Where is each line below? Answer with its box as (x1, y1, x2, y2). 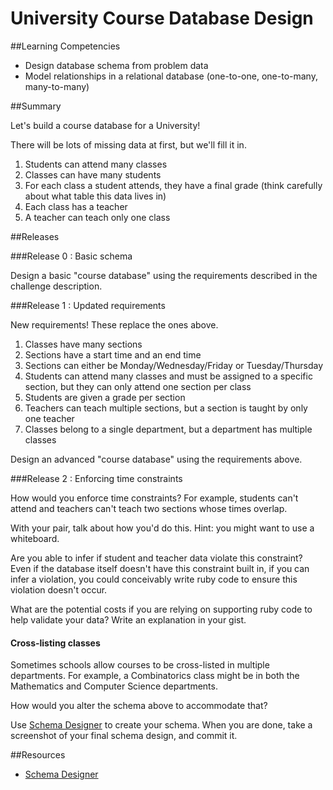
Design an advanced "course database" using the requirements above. (10, 453, 303, 465)
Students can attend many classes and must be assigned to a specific (24, 370, 313, 382)
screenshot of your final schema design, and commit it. (10, 730, 238, 742)
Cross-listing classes (10, 637, 101, 649)
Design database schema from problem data (24, 59, 209, 71)
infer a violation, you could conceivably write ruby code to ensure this (10, 573, 298, 585)
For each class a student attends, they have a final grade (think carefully (24, 179, 323, 191)
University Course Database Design (10, 7, 314, 30)
